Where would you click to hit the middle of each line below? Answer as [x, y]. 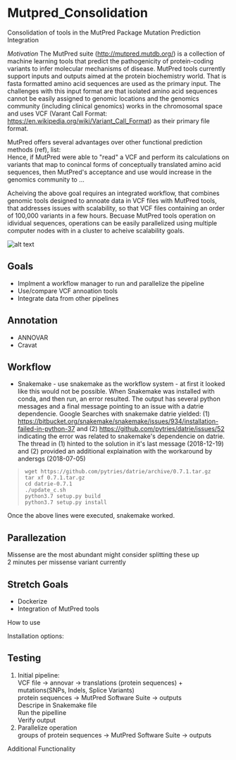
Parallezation [37, 538]
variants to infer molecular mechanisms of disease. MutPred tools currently [116, 68]
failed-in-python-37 [46, 429]
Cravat [27, 345]
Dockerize [32, 601]
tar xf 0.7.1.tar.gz [55, 478]
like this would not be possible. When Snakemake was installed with [116, 392]
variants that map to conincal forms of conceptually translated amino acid [114, 164]
